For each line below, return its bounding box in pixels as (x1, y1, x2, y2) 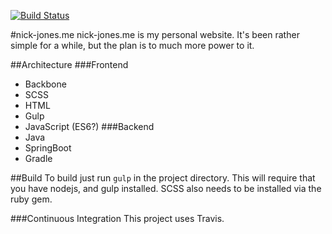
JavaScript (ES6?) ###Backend (24, 121, 155, 132)
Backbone (24, 78, 67, 90)
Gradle (24, 153, 53, 164)
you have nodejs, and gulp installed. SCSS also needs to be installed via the (10, 183, 322, 194)
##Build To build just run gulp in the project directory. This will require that (10, 172, 316, 184)
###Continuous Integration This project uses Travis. (10, 213, 225, 224)
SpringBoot (24, 142, 72, 154)
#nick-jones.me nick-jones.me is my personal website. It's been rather (10, 29, 300, 40)
